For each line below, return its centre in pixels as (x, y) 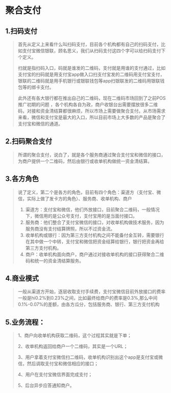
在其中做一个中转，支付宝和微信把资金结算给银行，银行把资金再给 (95, 241)
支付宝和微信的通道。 (40, 124)
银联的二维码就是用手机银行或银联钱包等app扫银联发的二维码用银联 (89, 81)
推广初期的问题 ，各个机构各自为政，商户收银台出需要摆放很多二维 (88, 105)
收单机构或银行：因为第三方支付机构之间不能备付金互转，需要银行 (95, 235)
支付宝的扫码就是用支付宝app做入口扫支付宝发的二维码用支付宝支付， (91, 74)
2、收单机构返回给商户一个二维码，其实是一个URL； (73, 346)
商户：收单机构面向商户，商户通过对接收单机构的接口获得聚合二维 (95, 254)
